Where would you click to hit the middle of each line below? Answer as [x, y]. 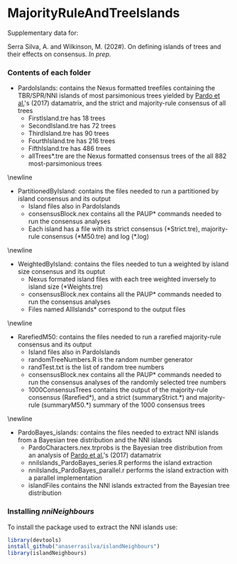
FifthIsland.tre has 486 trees [70, 149]
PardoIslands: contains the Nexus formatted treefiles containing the [116, 88]
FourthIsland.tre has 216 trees [72, 141]
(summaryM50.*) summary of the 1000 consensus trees [123, 405]
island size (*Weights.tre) [66, 287]
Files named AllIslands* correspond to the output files [107, 309]
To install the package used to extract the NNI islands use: [93, 527]
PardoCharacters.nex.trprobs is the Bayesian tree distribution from [125, 448]
